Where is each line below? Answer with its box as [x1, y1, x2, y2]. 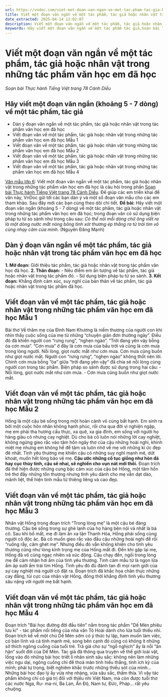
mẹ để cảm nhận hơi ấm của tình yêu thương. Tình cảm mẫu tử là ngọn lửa [5, 557, 158, 563]
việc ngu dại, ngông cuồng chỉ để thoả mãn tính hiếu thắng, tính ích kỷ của [5, 659, 159, 665]
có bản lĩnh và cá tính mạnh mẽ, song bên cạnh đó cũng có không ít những [5, 638, 160, 644]
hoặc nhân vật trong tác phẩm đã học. [5, 283, 84, 289]
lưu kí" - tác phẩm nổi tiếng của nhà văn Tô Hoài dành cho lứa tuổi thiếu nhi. [5, 627, 161, 633]
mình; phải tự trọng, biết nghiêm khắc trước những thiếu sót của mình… [5, 664, 151, 670]
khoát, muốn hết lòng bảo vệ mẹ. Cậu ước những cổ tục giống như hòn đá [5, 455, 159, 461]
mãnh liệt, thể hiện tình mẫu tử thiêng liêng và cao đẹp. [5, 477, 118, 483]
